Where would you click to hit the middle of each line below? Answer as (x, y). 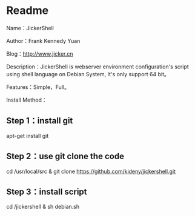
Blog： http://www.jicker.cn (40, 54)
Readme (28, 11)
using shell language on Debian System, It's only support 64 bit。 (88, 74)
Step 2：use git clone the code (65, 156)
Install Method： (27, 100)
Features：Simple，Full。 (38, 87)
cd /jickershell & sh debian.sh (43, 207)
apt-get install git (28, 136)
